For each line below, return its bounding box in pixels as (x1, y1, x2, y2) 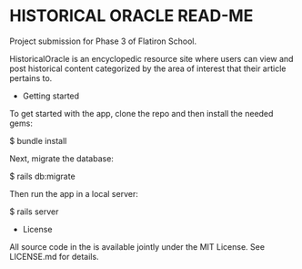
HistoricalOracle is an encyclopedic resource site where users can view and (9, 53, 294, 64)
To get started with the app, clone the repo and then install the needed (9, 108, 274, 119)
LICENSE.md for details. (9, 251, 99, 262)
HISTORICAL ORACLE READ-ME (9, 5, 254, 26)
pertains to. (9, 72, 53, 83)
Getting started (22, 90, 80, 101)
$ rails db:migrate (9, 171, 75, 181)
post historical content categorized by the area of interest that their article (9, 63, 287, 74)
